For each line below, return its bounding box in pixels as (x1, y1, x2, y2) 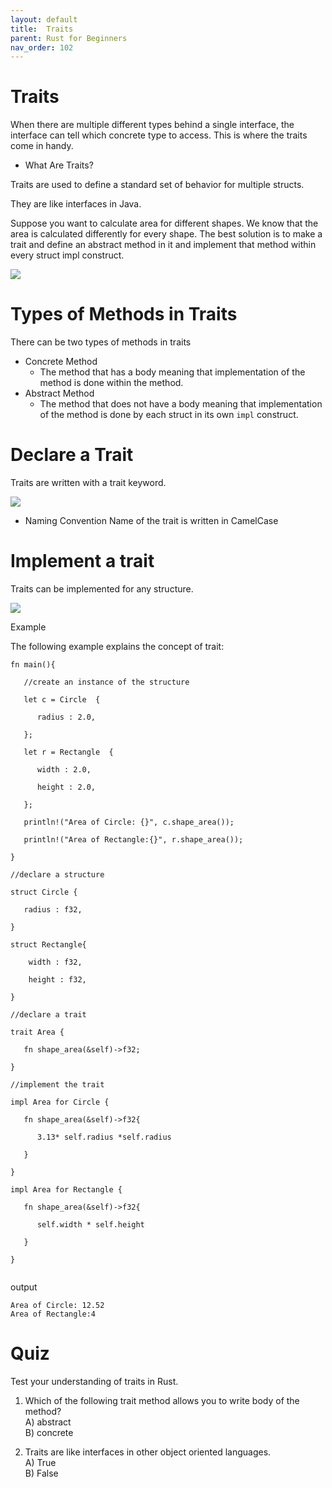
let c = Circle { (23, 695, 101, 705)
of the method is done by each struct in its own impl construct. (39, 409, 299, 421)
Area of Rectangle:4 (10, 1309, 97, 1319)
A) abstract (24, 1416, 72, 1428)
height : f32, (28, 975, 87, 985)
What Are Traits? (24, 159, 94, 171)
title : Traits (10, 24, 74, 34)
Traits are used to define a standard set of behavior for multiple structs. (10, 179, 305, 191)
